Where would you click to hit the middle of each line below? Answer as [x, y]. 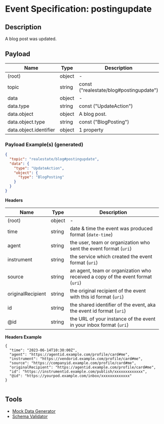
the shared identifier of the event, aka [113, 305]
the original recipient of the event [108, 291]
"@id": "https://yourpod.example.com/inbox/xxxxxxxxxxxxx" [71, 376]
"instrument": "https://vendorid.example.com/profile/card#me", [76, 359]
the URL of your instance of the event [113, 318]
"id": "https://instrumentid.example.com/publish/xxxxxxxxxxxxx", [78, 371]
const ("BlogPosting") [104, 122]
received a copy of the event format [111, 276]
